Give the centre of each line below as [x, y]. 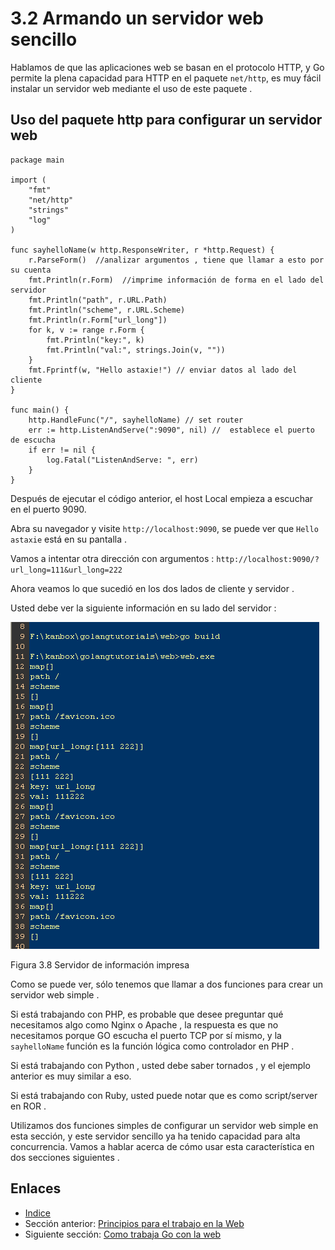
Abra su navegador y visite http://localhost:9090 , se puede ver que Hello [164, 528]
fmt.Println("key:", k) [95, 340]
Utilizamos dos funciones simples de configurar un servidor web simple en [164, 1125]
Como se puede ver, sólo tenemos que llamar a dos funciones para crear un [166, 984]
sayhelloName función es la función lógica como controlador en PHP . [152, 1046]
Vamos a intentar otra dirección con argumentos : [112, 558]
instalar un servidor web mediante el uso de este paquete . [131, 88]
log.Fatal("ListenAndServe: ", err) [122, 460]
